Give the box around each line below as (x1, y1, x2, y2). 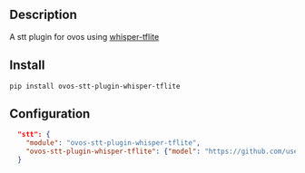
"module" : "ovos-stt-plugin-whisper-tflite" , (25, 139, 202, 148)
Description (9, 7, 77, 23)
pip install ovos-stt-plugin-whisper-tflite (9, 82, 181, 91)
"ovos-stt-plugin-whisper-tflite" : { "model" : (25, 147, 202, 157)
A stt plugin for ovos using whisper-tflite (9, 31, 160, 42)
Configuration (9, 106, 91, 121)
